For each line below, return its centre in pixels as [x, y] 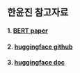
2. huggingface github [40, 47]
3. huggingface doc [36, 63]
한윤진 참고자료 [38, 13]
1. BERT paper [28, 31]
